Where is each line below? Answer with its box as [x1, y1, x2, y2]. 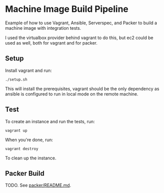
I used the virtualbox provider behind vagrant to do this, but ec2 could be [5, 35, 154, 41]
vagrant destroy [5, 146, 38, 151]
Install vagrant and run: [5, 67, 52, 73]
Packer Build [5, 169, 45, 178]
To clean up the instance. [5, 155, 57, 161]
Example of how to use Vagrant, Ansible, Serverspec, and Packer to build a [5, 20, 157, 26]
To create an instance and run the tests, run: [5, 118, 95, 124]
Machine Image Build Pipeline [5, 3, 129, 15]
